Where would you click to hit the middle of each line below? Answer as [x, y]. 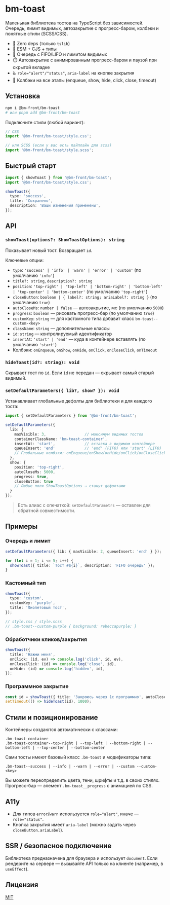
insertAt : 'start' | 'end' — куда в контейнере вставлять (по [79, 339]
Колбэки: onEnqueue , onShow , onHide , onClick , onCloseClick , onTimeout [85, 350]
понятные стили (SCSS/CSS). [37, 33]
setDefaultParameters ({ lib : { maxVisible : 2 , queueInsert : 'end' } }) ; [83, 551]
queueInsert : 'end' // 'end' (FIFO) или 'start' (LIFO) [88, 448]
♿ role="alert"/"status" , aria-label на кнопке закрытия [73, 73]
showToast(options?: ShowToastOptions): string [65, 240]
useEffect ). [17, 869]
